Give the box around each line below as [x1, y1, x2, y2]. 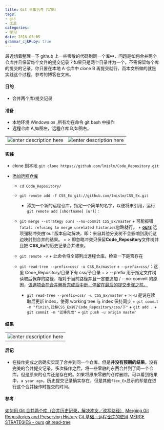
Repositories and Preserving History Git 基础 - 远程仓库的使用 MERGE [5, 413, 145, 419]
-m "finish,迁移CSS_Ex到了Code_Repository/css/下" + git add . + [26, 304, 157, 310]
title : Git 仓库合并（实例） [5, 7, 59, 12]
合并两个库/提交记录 [12, 95, 53, 101]
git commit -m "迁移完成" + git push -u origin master [26, 309, 137, 315]
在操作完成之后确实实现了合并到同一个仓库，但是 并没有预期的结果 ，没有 [12, 359, 158, 365]
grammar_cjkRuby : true [5, 39, 51, 44]
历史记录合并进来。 [49, 243, 88, 249]
